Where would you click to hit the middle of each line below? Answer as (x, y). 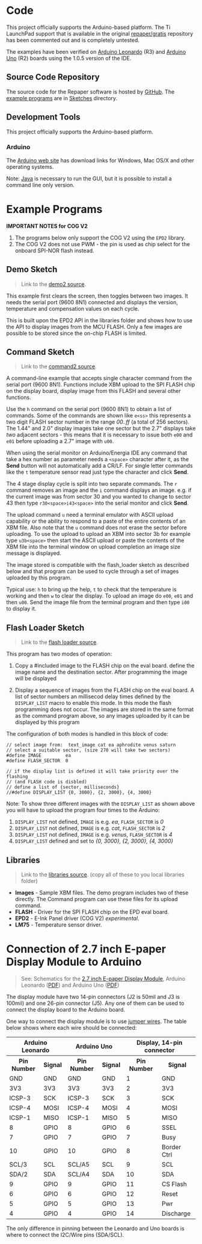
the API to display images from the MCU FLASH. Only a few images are (94, 327)
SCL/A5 (79, 1164)
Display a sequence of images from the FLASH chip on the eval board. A (104, 690)
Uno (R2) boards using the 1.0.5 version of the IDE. (69, 58)
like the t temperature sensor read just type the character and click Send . (97, 472)
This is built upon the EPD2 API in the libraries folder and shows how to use (99, 320)
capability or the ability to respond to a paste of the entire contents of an (96, 521)
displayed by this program (47, 722)
